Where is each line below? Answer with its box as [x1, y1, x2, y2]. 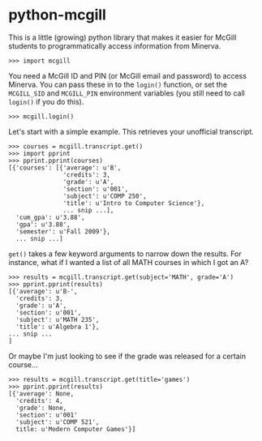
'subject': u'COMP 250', [62, 192, 148, 200]
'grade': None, [15, 404, 67, 412]
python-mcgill [8, 6, 107, 24]
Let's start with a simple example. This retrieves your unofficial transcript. [8, 126, 254, 136]
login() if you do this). [8, 96, 84, 106]
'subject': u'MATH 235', [15, 315, 100, 323]
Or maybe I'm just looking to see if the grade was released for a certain [8, 351, 246, 361]
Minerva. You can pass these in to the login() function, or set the [8, 79, 228, 89]
